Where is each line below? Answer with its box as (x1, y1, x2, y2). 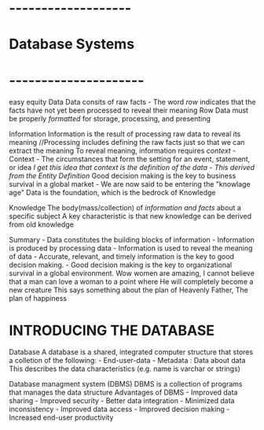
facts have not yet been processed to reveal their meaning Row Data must (9, 106, 248, 115)
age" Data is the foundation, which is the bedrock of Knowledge (9, 188, 216, 198)
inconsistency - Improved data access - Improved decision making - (9, 405, 230, 414)
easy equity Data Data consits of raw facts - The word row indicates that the (9, 98, 256, 107)
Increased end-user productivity (9, 413, 114, 422)
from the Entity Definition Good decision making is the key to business (9, 171, 236, 180)
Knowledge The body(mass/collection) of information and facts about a (9, 203, 242, 213)
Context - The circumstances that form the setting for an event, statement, (9, 154, 251, 164)
